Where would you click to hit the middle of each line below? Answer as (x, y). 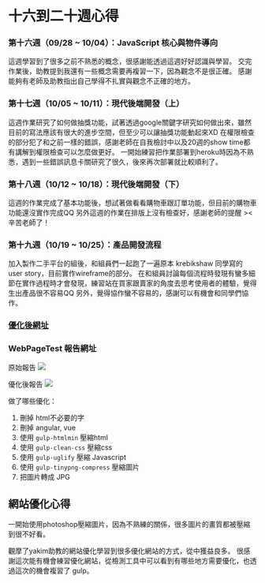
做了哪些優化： (32, 401)
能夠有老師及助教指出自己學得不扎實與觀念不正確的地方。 (101, 81)
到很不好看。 (29, 534)
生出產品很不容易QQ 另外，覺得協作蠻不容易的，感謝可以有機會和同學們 (125, 293)
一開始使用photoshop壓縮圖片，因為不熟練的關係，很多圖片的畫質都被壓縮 (129, 525)
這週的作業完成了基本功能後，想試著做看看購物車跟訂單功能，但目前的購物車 (132, 203)
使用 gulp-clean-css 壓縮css (66, 447)
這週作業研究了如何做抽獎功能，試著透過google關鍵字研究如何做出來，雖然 (130, 122)
